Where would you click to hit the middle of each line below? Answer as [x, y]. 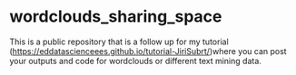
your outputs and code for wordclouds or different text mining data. [135, 61]
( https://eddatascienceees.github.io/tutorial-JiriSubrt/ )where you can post [148, 51]
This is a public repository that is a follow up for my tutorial [119, 42]
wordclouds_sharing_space [116, 17]
